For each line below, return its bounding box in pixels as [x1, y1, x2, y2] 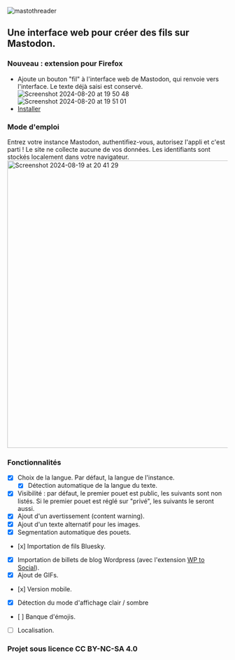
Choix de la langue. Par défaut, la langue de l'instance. [17, 473, 175, 482]
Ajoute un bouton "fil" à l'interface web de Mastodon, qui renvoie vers [17, 74, 219, 83]
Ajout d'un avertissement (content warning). [17, 512, 145, 521]
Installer [17, 104, 41, 113]
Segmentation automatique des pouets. [17, 528, 131, 536]
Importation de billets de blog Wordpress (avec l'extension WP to [17, 555, 205, 563]
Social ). [17, 563, 40, 572]
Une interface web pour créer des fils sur [7, 27, 190, 38]
